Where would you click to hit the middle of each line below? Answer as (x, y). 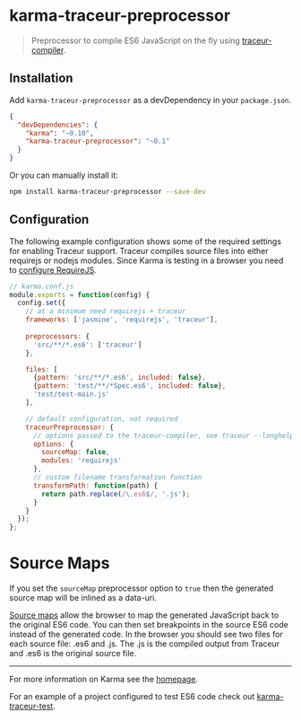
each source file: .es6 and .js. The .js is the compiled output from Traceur (145, 644)
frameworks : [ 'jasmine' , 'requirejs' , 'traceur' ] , (122, 320)
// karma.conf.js (42, 286)
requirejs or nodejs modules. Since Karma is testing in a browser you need (146, 260)
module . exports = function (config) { (80, 294)
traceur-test (31, 707)
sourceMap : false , (76, 452)
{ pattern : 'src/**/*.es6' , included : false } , (119, 378)
